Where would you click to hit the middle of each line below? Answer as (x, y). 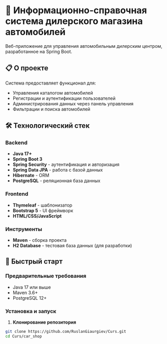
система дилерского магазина (74, 21)
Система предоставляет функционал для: (51, 83)
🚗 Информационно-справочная (76, 10)
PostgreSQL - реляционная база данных (57, 181)
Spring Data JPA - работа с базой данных (58, 170)
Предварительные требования (46, 276)
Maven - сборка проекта (40, 240)
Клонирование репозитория (44, 322)
